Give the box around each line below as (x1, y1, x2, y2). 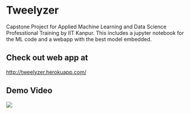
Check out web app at (6, 53, 89, 63)
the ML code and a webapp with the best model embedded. (6, 35, 152, 43)
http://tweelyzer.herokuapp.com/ (6, 69, 87, 76)
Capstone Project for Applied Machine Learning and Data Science (6, 23, 167, 30)
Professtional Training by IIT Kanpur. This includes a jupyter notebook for (6, 29, 185, 36)
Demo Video (6, 86, 53, 96)
